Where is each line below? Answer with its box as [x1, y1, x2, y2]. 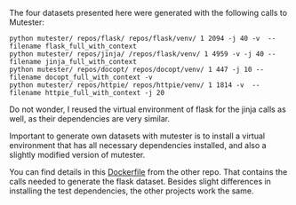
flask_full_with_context [44, 42, 138, 51]
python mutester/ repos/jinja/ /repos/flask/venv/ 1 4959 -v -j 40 [9, 50, 265, 59]
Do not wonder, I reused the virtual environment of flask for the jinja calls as [9, 104, 286, 114]
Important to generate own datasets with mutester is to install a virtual [9, 130, 265, 141]
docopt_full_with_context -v [44, 73, 153, 82]
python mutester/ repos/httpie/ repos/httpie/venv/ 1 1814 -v [9, 81, 244, 90]
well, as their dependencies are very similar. [9, 114, 171, 123]
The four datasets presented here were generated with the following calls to [9, 8, 287, 18]
